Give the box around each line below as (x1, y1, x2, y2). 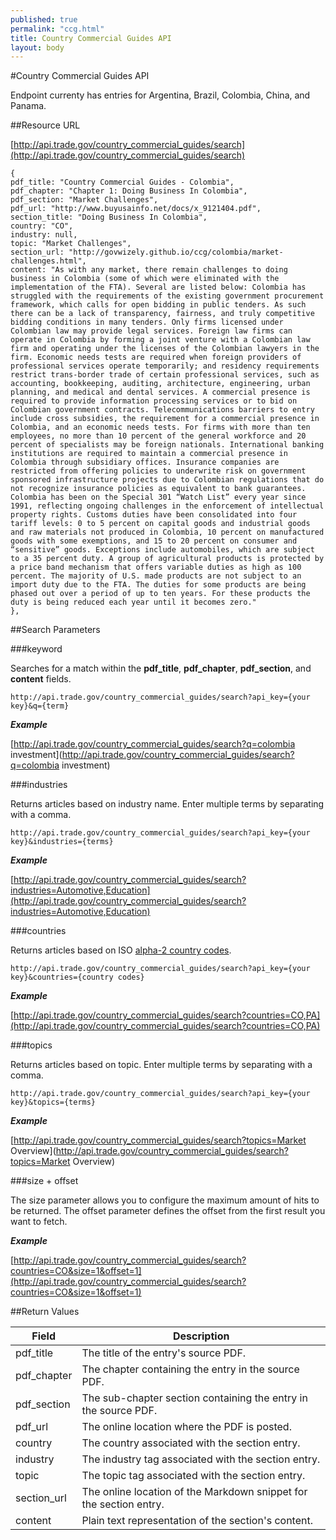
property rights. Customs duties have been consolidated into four (10, 510, 298, 520)
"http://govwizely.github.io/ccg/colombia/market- (68, 247, 284, 258)
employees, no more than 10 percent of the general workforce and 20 (10, 431, 307, 441)
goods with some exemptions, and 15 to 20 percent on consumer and (10, 536, 298, 546)
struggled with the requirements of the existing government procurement (10, 291, 325, 301)
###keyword (10, 643, 63, 655)
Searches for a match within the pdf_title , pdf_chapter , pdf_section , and (10, 662, 312, 675)
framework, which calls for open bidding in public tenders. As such (10, 300, 307, 310)
